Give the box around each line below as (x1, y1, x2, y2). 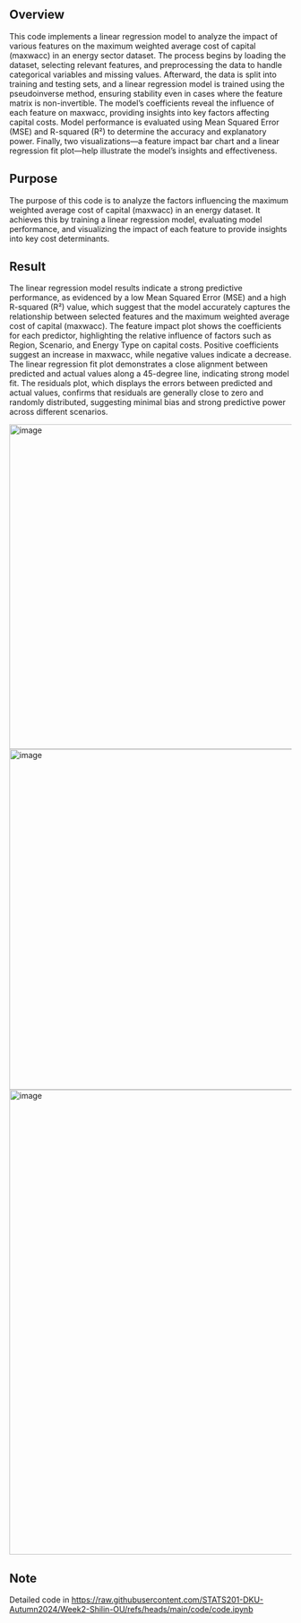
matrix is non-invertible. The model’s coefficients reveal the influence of (9, 98, 275, 108)
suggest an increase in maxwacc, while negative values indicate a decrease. (9, 350, 292, 360)
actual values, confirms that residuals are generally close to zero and (9, 387, 264, 398)
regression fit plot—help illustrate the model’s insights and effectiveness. (9, 145, 278, 156)
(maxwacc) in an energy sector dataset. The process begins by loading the (9, 49, 287, 61)
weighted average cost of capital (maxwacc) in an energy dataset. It (9, 204, 261, 215)
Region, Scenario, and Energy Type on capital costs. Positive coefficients (9, 340, 279, 350)
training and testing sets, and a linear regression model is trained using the (9, 78, 285, 89)
